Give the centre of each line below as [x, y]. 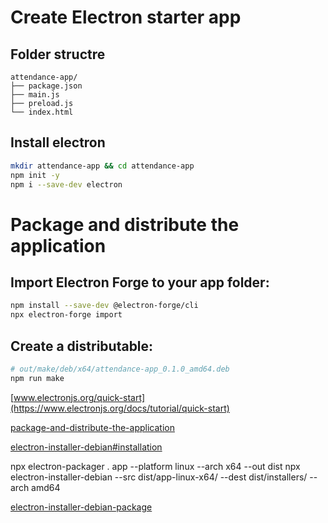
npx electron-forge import [66, 315]
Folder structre [58, 54]
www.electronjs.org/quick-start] [79, 397]
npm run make [37, 378]
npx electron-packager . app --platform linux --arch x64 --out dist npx [155, 466]
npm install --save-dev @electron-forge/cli [104, 306]
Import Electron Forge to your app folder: [140, 282]
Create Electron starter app [126, 17]
